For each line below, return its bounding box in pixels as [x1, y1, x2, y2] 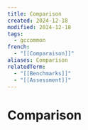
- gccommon [13, 37, 46, 44]
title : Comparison [7, 10, 62, 18]
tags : [7, 30, 23, 38]
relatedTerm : [7, 63, 46, 70]
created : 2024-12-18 [7, 17, 69, 24]
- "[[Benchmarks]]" [13, 70, 72, 77]
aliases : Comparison [7, 57, 69, 64]
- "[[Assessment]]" [13, 76, 72, 84]
